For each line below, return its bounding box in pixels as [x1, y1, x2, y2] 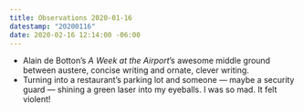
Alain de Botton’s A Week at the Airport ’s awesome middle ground [22, 56, 271, 66]
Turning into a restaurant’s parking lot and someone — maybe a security [22, 75, 295, 86]
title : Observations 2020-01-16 [9, 13, 132, 23]
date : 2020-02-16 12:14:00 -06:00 [9, 30, 142, 39]
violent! [22, 94, 51, 105]
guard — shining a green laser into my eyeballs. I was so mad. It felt [22, 84, 278, 96]
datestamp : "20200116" [9, 22, 96, 31]
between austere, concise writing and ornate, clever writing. [22, 65, 249, 76]
